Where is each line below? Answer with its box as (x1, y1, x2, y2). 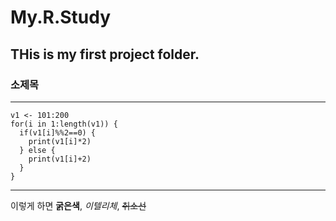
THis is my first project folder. (10, 46, 200, 63)
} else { (19, 145, 56, 155)
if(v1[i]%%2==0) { (19, 127, 97, 138)
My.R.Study (10, 6, 112, 29)
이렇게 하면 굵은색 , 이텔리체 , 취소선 (10, 199, 147, 211)
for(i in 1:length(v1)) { (10, 119, 118, 129)
